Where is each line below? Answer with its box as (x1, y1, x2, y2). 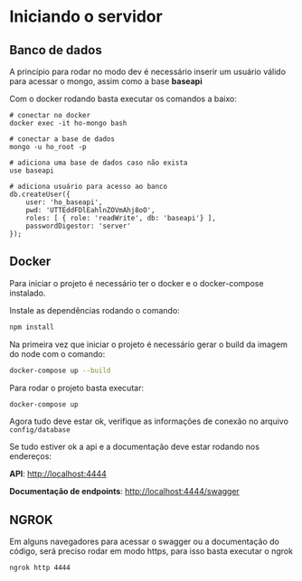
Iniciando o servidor (9, 6, 163, 27)
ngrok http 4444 (9, 563, 71, 573)
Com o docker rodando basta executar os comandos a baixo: (9, 93, 237, 104)
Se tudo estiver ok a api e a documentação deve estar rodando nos (9, 441, 260, 453)
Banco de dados (9, 42, 102, 58)
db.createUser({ (9, 190, 71, 199)
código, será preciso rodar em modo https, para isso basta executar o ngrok (9, 546, 294, 557)
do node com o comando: (9, 348, 106, 359)
